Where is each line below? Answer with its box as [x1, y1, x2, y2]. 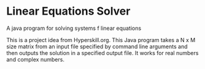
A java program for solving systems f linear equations [6, 24, 142, 32]
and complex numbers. [6, 56, 64, 63]
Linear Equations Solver [6, 4, 131, 18]
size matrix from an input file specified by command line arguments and [6, 43, 188, 50]
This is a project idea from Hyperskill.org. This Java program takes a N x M [6, 36, 196, 43]
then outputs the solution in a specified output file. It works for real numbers [6, 49, 199, 56]
